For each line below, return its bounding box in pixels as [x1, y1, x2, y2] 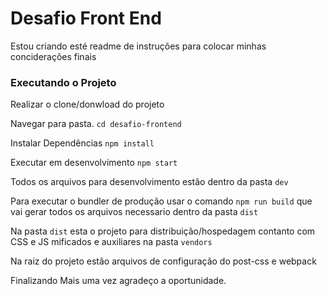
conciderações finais [10, 50, 97, 62]
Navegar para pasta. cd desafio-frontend [10, 118, 182, 130]
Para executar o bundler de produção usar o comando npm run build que [10, 195, 313, 207]
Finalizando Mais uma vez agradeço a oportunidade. [10, 275, 227, 287]
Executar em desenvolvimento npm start [10, 157, 178, 169]
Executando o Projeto [10, 75, 117, 89]
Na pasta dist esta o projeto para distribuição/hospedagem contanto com [10, 225, 316, 237]
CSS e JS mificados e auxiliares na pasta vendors [10, 236, 213, 248]
